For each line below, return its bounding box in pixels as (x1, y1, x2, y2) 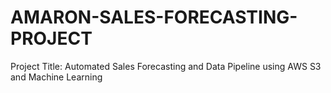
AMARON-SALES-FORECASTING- (10, 6, 298, 29)
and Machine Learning (10, 71, 103, 83)
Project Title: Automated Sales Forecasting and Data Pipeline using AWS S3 (10, 60, 322, 72)
